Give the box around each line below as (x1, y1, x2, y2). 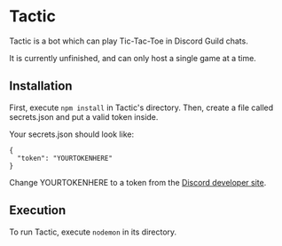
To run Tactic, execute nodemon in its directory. (9, 226, 177, 237)
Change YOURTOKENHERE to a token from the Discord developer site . (9, 177, 267, 187)
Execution (9, 202, 67, 218)
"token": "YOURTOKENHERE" (17, 154, 114, 163)
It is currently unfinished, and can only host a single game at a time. (9, 52, 257, 63)
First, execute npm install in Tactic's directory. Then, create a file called (9, 102, 274, 113)
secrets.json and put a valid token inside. (9, 111, 159, 122)
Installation (9, 78, 73, 94)
